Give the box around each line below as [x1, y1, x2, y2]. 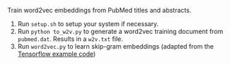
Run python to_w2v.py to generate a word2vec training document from [17, 28, 224, 35]
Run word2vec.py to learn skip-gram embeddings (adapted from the [17, 42, 214, 50]
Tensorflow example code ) [17, 49, 96, 58]
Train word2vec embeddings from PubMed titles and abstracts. [7, 6, 192, 14]
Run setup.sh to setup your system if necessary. [17, 20, 159, 28]
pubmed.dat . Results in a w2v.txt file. [17, 35, 123, 43]
